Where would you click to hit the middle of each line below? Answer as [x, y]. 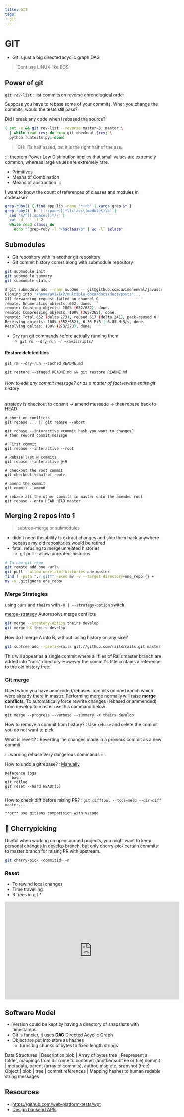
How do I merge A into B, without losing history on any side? [67, 637]
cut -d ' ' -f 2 [26, 220]
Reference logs [21, 773]
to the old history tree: [28, 667]
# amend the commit [25, 483]
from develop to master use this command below [55, 707]
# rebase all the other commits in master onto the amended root [74, 496]
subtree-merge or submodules [49, 528]
